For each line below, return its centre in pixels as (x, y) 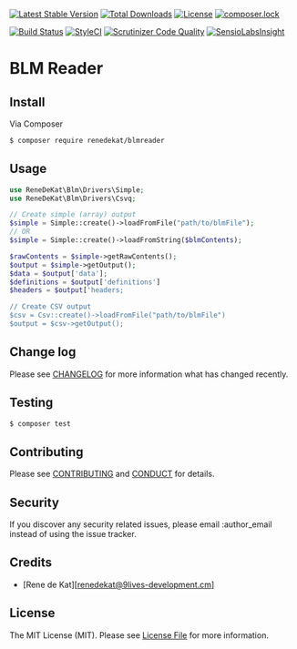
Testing (31, 403)
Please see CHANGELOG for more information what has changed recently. (149, 374)
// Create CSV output (51, 307)
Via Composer (36, 124)
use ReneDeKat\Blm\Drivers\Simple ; (77, 190)
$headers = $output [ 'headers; (67, 290)
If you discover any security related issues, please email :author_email (141, 524)
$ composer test (40, 423)
